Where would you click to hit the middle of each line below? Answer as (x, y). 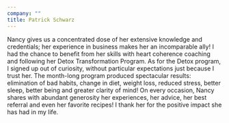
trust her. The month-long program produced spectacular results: (99, 75)
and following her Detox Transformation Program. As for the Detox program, (114, 61)
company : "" (24, 13)
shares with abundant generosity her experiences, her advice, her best (107, 97)
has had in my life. (33, 112)
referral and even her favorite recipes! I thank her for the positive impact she (114, 105)
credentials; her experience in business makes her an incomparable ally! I (110, 46)
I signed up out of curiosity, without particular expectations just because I (111, 68)
